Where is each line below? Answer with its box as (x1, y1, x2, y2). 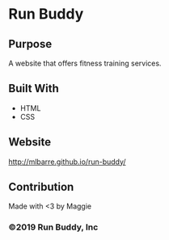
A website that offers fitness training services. (8, 58, 162, 68)
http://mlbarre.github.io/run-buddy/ (8, 157, 127, 166)
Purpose (8, 37, 53, 51)
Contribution (8, 180, 74, 194)
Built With (8, 82, 59, 95)
